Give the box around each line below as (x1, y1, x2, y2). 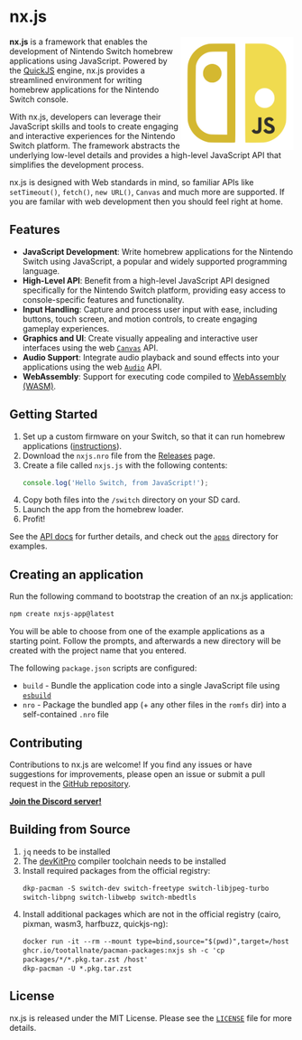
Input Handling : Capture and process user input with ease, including (22, 304, 278, 314)
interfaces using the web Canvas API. (22, 342, 159, 353)
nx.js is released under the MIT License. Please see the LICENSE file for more (9, 1012, 293, 1023)
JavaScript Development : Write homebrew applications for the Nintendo (22, 246, 294, 257)
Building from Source (9, 822, 131, 838)
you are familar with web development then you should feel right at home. (9, 196, 284, 207)
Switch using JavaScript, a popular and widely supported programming (22, 256, 288, 267)
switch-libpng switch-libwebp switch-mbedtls (22, 893, 197, 902)
